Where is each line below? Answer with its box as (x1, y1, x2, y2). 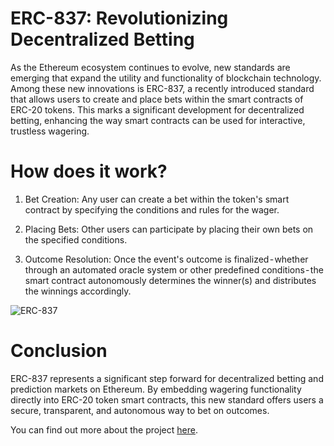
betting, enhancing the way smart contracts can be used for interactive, (10, 114, 306, 126)
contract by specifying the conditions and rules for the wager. (24, 203, 280, 216)
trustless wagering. (10, 125, 90, 137)
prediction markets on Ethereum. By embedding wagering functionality (10, 383, 302, 395)
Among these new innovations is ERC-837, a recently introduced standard (10, 82, 315, 94)
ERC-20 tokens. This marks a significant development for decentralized (10, 103, 305, 116)
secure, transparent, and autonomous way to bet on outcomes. (10, 404, 270, 416)
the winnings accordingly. (24, 285, 132, 297)
